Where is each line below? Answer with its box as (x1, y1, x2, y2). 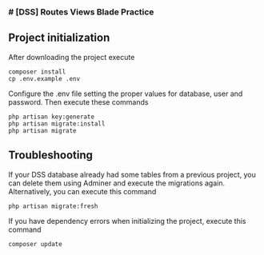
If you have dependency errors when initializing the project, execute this (8, 216, 246, 225)
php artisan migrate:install (8, 119, 106, 128)
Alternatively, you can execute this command (8, 186, 157, 196)
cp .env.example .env (8, 74, 81, 82)
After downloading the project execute (8, 52, 135, 62)
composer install (8, 67, 66, 76)
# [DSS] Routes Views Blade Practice (8, 6, 154, 18)
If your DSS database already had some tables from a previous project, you (8, 169, 256, 179)
